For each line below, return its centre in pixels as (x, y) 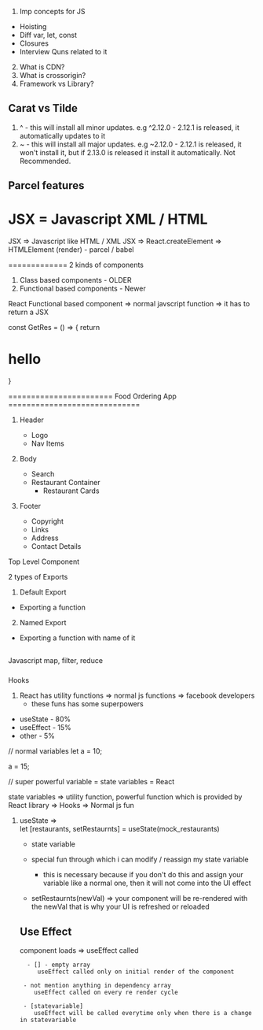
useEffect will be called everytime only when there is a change (143, 1013)
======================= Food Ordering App (92, 396)
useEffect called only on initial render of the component (136, 972)
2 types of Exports (38, 577)
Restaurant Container (66, 483)
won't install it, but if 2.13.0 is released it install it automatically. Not (127, 152)
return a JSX (28, 312)
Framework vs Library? (57, 83)
